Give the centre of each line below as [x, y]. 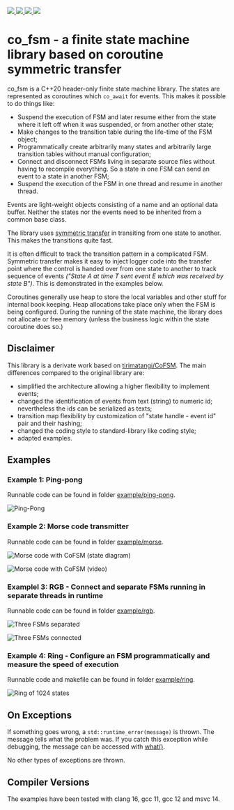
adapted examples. [45, 438]
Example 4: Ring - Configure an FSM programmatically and [109, 655]
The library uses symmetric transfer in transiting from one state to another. [114, 233]
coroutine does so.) [35, 326]
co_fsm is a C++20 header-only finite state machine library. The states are [114, 89]
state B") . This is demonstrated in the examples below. [85, 283]
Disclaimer [31, 349]
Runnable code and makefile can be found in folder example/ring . [101, 680]
